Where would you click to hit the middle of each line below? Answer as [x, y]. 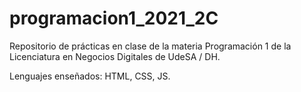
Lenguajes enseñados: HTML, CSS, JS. [90, 76]
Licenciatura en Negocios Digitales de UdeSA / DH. [115, 56]
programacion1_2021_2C [114, 18]
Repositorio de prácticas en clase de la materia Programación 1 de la [150, 46]
